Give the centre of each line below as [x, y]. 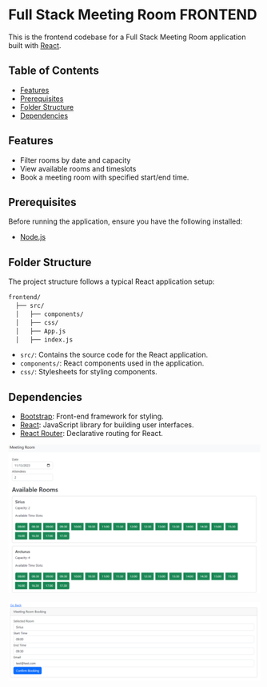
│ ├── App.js [41, 331]
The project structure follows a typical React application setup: [112, 281]
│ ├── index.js [44, 339]
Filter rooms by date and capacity [75, 160]
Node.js [33, 237]
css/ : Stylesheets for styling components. [88, 372]
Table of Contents [54, 71]
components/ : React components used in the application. [112, 363]
